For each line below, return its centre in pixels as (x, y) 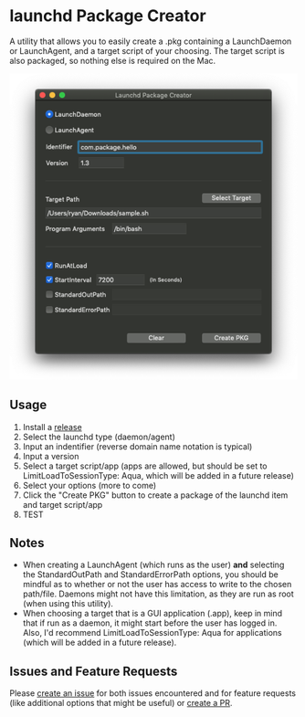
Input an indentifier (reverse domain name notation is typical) (137, 446)
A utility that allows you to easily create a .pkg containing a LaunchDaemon (151, 41)
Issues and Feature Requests (94, 671)
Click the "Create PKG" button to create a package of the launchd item (155, 495)
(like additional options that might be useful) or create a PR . (121, 703)
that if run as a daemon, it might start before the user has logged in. (150, 623)
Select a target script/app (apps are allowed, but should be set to (145, 466)
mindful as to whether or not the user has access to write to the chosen (157, 585)
